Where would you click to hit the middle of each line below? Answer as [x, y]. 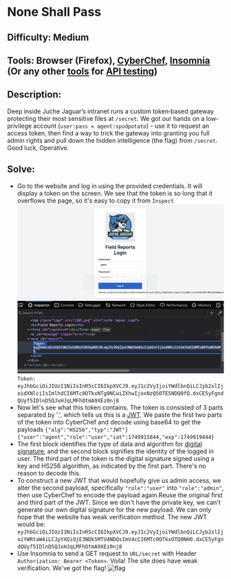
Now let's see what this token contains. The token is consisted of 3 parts [120, 407]
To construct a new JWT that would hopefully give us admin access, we [119, 480]
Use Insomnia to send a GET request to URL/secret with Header [107, 553]
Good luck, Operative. [38, 148]
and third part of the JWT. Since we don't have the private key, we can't [119, 502]
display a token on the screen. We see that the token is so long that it [115, 193]
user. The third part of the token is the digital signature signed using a [115, 458]
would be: [31, 524]
